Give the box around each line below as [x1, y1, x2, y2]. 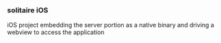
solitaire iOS [7, 5, 49, 15]
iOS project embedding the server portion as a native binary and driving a [7, 21, 214, 29]
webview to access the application [7, 28, 105, 36]
